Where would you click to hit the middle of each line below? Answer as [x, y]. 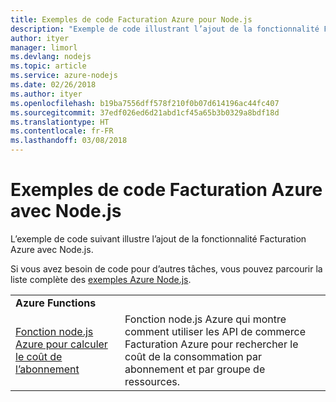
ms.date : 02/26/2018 [53, 85]
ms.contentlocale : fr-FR [62, 131]
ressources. [152, 381]
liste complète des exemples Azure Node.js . [101, 279]
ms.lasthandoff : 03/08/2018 [69, 141]
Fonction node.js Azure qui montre [205, 319]
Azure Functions [56, 303]
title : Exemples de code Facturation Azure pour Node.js [131, 19]
